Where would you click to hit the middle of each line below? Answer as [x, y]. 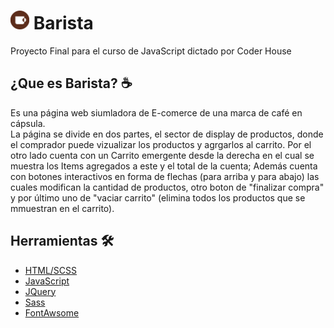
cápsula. [28, 123]
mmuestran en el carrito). [62, 208]
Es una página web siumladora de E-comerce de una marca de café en [156, 112]
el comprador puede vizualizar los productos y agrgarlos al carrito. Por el [161, 144]
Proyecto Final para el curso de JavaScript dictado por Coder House [151, 51]
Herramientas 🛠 [62, 241]
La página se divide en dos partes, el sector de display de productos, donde [167, 134]
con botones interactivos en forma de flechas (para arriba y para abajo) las [165, 176]
